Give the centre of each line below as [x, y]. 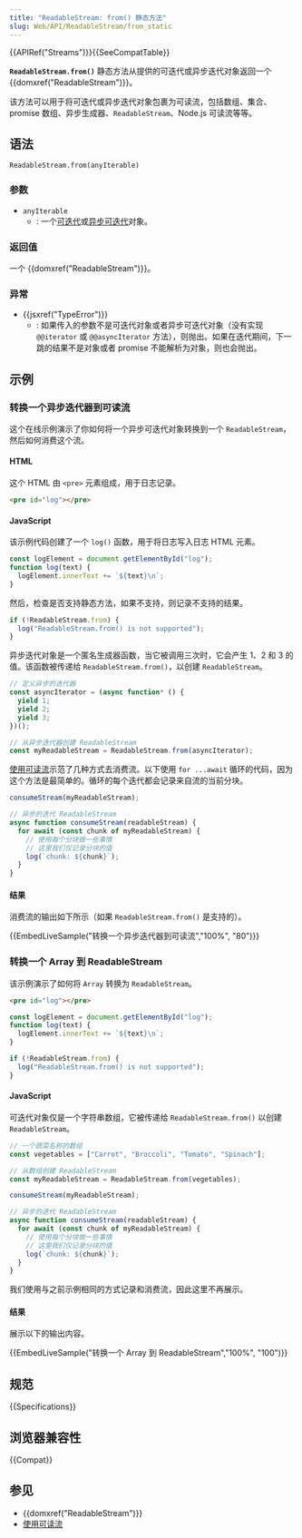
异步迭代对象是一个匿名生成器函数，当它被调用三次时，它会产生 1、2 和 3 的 [151, 655]
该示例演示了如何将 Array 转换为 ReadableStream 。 [103, 983]
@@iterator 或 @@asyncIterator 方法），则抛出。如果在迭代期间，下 [160, 337]
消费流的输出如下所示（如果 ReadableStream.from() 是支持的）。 [128, 916]
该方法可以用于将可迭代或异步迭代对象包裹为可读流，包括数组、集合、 [141, 102]
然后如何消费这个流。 [49, 440]
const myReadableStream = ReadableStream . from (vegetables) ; [126, 1179]
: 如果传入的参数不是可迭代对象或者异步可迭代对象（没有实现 [150, 325]
